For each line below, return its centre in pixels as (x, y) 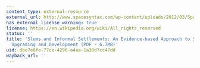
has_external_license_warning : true (51, 22)
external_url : (24, 17)
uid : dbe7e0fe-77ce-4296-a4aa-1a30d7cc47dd (61, 50)
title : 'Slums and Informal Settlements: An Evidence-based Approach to (98, 39)
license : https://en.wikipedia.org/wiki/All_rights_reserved (84, 28)
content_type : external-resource (48, 12)
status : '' (20, 34)
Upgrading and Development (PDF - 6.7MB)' (65, 45)
